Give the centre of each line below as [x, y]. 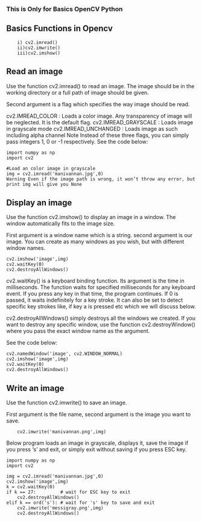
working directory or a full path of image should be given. [77, 92]
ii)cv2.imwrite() [39, 48]
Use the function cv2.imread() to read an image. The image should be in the [100, 86]
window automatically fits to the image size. [61, 224]
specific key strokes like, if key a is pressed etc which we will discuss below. [101, 307]
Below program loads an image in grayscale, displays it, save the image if [97, 443]
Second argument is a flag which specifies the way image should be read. [98, 104]
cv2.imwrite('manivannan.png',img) [62, 432]
